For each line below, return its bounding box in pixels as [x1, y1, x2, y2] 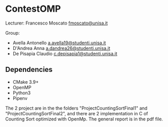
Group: [5, 30, 20, 36]
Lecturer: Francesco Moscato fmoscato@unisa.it [5, 20, 108, 26]
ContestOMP [5, 3, 61, 15]
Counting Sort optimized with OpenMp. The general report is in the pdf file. [5, 116, 163, 122]
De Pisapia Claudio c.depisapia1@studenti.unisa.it [12, 50, 117, 57]
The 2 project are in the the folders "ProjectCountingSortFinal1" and [5, 105, 148, 111]
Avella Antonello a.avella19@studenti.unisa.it [12, 39, 106, 46]
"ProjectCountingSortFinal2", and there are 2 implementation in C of [5, 110, 148, 116]
